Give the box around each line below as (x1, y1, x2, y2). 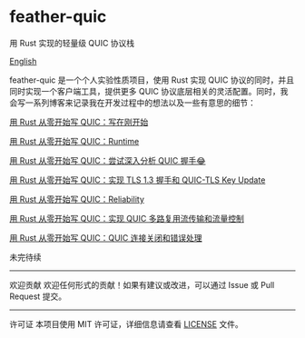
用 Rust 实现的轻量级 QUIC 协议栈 (9, 37, 135, 48)
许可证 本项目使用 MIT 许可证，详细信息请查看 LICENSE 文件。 (9, 318, 243, 329)
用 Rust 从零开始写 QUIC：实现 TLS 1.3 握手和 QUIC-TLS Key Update (9, 174, 266, 185)
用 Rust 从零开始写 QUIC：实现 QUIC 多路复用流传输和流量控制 (9, 213, 245, 224)
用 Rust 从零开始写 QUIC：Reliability (9, 194, 145, 204)
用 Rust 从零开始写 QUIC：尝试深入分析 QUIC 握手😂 (9, 154, 206, 165)
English (9, 55, 37, 66)
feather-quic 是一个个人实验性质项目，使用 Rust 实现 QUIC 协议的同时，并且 (9, 75, 295, 85)
